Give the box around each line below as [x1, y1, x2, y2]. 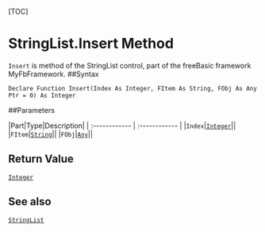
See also [8, 195, 52, 209]
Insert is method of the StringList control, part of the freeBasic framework [8, 60, 252, 70]
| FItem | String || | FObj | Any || [8, 129, 94, 138]
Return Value [8, 153, 74, 166]
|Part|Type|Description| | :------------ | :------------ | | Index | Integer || [8, 121, 236, 130]
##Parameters [8, 105, 56, 114]
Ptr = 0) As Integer [8, 91, 77, 99]
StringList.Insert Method [8, 35, 175, 52]
